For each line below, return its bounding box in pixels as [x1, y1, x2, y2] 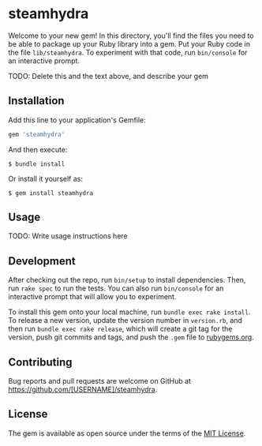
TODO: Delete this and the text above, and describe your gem [8, 71, 209, 81]
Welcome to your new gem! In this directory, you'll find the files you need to [8, 31, 254, 40]
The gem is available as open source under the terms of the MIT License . [8, 428, 246, 438]
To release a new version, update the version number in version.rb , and [8, 316, 243, 325]
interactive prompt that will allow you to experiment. [8, 292, 177, 302]
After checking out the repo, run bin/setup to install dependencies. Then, [8, 275, 246, 285]
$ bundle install [8, 159, 65, 168]
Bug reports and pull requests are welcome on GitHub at [8, 377, 192, 386]
